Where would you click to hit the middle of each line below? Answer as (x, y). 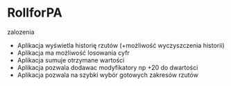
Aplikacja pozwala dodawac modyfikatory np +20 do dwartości (108, 67)
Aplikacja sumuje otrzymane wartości (71, 60)
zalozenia (21, 32)
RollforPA (35, 13)
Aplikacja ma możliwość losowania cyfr (73, 53)
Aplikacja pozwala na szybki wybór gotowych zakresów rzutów (108, 75)
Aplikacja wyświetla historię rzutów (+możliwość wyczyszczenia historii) (121, 45)
